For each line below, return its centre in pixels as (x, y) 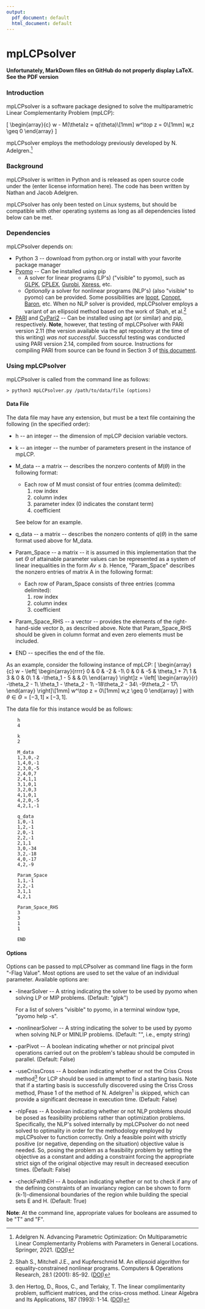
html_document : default (42, 23)
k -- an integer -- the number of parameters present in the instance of (103, 448)
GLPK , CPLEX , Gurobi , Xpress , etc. (68, 284)
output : (16, 12)
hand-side (28, 628)
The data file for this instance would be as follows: (70, 709)
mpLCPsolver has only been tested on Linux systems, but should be (92, 204)
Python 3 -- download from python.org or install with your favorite (98, 258)
